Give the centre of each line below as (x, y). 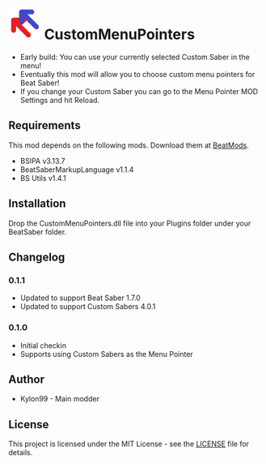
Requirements (44, 125)
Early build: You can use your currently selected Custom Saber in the (135, 57)
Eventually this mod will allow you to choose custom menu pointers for (137, 74)
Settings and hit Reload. (59, 100)
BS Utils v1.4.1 (43, 178)
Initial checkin (43, 345)
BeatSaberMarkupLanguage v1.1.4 (77, 170)
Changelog (37, 257)
